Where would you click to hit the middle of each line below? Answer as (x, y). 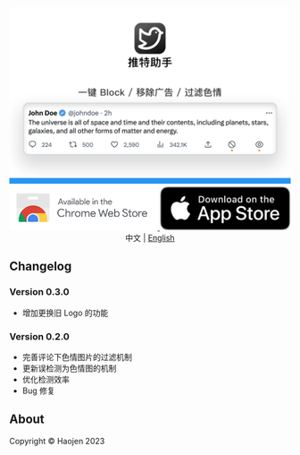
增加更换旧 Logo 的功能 (65, 313)
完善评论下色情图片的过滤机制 (77, 356)
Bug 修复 (38, 391)
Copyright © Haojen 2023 (57, 441)
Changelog (41, 266)
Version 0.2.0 (39, 336)
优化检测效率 (46, 379)
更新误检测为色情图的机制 (69, 368)
